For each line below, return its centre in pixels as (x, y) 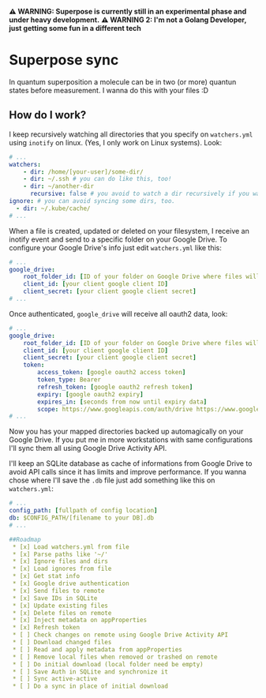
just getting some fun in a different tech (75, 28)
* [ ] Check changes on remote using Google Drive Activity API (120, 635)
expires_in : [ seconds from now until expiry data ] (122, 402)
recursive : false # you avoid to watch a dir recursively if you (139, 194)
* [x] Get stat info (46, 576)
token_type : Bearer (69, 380)
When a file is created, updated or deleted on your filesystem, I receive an (129, 231)
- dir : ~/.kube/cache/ (53, 208)
